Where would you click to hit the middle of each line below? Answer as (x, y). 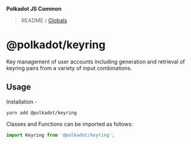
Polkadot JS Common (34, 9)
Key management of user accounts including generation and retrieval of (96, 61)
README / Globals (44, 20)
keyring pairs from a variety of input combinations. (69, 68)
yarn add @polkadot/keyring (42, 113)
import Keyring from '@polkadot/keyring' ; (60, 135)
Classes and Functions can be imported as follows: (70, 124)
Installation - (22, 102)
